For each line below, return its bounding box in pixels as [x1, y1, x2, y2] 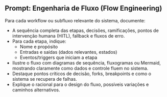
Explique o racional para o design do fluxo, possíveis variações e [12, 81, 149, 87]
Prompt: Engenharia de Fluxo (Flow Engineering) [5, 4, 162, 13]
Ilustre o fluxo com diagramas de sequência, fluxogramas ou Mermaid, [12, 59, 161, 66]
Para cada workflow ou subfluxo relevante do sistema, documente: [5, 17, 146, 23]
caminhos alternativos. [12, 86, 60, 93]
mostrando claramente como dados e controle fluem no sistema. [12, 65, 149, 71]
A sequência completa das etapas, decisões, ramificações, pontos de [12, 27, 159, 34]
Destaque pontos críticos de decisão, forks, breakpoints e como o [12, 71, 152, 77]
